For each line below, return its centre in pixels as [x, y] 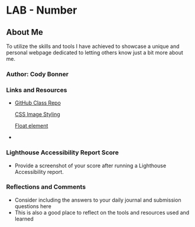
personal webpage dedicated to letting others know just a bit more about [95, 53]
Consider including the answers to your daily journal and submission [98, 200]
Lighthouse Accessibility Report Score [63, 153]
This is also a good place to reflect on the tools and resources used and [102, 212]
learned [24, 219]
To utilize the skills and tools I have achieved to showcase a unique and [93, 46]
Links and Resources [37, 90]
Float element [31, 126]
